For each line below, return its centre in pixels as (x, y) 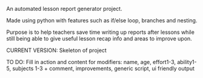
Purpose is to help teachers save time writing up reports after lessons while (101, 32)
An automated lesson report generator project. (64, 9)
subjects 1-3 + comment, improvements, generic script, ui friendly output (103, 68)
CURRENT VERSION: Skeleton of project (57, 50)
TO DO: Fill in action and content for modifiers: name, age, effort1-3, (91, 62)
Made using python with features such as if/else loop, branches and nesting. (102, 20)
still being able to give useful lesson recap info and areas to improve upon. (99, 38)
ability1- (187, 62)
